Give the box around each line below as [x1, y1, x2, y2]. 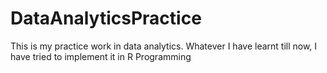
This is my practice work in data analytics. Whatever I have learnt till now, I [10, 40, 318, 52]
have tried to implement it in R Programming [10, 50, 192, 62]
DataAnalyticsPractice [10, 7, 202, 30]
